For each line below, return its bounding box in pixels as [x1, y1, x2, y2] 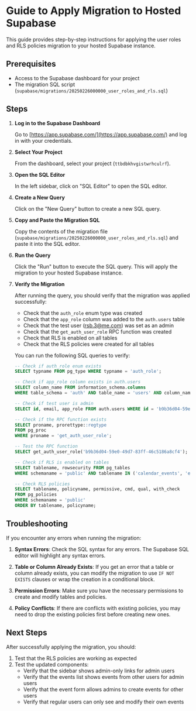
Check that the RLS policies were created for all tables [23, 341, 154, 348]
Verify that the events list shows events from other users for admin [23, 673, 184, 680]
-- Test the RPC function [14, 444, 78, 449]
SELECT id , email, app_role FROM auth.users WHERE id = [14, 406, 154, 412]
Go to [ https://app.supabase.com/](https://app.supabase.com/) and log [14, 130, 187, 138]
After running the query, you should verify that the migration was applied [14, 291, 190, 299]
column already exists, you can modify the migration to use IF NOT [14, 569, 174, 576]
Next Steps [6, 628, 47, 638]
